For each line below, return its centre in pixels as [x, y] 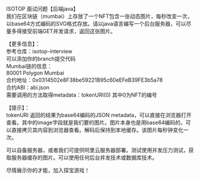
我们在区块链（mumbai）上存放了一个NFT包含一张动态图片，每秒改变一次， [99, 16]
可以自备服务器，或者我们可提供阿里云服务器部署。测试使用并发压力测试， [97, 150]
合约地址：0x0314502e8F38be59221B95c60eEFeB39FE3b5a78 [85, 80]
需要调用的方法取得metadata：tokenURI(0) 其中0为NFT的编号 [82, 95]
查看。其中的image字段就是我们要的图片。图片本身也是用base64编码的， [96, 122]
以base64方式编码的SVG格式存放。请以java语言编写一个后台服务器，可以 [96, 24]
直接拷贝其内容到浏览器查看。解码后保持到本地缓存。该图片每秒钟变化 [97, 130]
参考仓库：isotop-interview [39, 51]
